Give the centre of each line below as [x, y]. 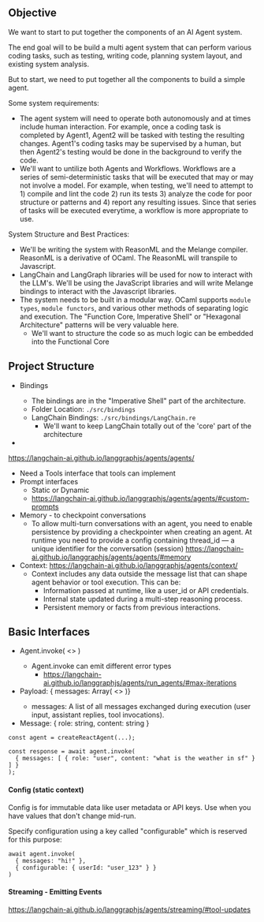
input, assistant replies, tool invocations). [98, 715]
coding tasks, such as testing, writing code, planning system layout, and [125, 55]
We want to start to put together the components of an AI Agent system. [125, 32]
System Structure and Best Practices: [69, 234]
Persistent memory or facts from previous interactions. [132, 607]
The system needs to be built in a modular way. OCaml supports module [135, 300]
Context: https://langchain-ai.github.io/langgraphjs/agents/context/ [128, 565]
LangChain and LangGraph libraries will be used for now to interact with [136, 274]
